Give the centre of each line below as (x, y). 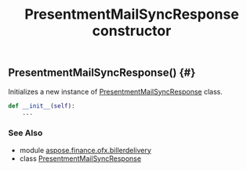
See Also (25, 133)
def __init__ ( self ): (42, 106)
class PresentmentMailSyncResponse (80, 159)
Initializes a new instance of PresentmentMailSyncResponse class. (116, 91)
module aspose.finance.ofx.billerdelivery (85, 150)
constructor (132, 31)
